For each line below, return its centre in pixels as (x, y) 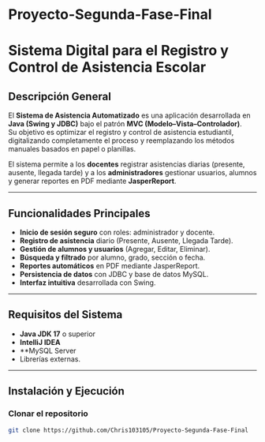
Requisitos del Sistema (65, 315)
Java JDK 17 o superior (58, 334)
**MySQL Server (48, 350)
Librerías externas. (50, 359)
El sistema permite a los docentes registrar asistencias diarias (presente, (127, 164)
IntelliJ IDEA (40, 342)
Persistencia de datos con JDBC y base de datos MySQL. (114, 274)
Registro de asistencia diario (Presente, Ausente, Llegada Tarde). (127, 241)
